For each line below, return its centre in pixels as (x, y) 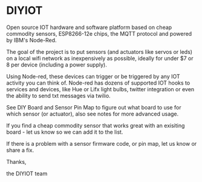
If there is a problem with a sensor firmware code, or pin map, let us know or (102, 143)
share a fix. (20, 150)
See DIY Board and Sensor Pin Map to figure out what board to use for (94, 107)
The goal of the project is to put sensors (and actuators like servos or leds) (99, 51)
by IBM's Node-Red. (31, 40)
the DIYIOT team (27, 174)
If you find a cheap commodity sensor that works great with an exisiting (96, 125)
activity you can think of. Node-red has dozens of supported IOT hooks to (98, 83)
